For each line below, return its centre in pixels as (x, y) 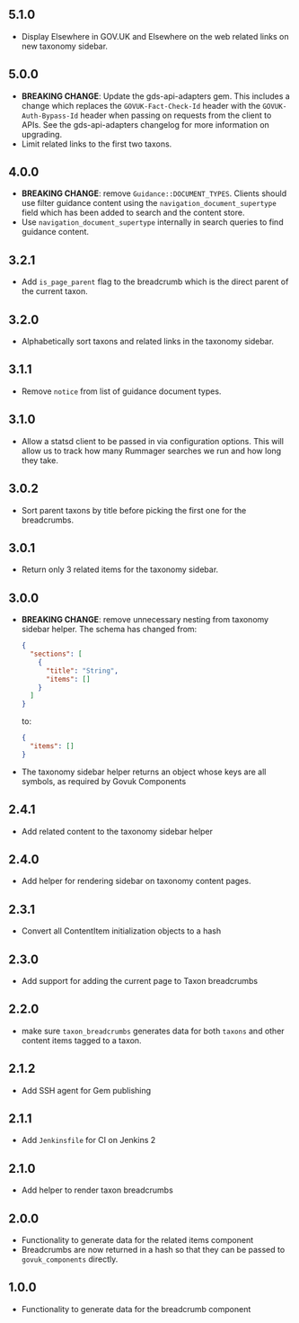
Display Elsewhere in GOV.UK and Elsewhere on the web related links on (155, 36)
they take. (40, 460)
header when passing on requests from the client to (176, 115)
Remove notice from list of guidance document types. (121, 391)
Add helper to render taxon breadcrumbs (97, 1190)
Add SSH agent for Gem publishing (86, 1090)
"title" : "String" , (82, 670)
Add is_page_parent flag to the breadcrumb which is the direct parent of (155, 282)
